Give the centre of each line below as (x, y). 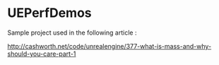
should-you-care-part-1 (42, 54)
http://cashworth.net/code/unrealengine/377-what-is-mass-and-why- (109, 46)
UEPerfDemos (49, 13)
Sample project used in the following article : (72, 32)
